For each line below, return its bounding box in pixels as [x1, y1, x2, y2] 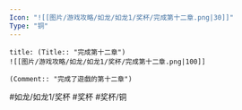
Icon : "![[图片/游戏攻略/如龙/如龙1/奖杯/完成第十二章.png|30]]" [9, 13, 235, 22]
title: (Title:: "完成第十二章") [9, 47, 126, 56]
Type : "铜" [9, 21, 49, 30]
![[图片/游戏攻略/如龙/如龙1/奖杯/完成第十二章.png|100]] [9, 57, 206, 66]
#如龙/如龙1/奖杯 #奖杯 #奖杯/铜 [9, 91, 127, 102]
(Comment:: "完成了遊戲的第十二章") [9, 74, 133, 83]
